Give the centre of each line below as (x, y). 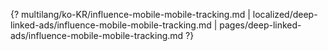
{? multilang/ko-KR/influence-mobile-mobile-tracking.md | (130, 14)
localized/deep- (285, 14)
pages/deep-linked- (260, 25)
